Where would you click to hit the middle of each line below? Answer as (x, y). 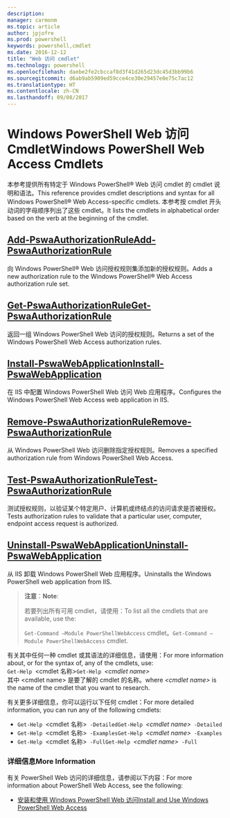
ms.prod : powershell (37, 40)
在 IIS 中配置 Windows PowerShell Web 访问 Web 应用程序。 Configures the (114, 392)
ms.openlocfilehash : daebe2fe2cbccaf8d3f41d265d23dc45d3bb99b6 (100, 72)
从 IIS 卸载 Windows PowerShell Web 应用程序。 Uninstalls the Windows (109, 573)
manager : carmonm (32, 20)
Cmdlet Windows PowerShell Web (106, 149)
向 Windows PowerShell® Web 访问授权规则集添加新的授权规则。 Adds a (110, 268)
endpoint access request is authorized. (63, 523)
